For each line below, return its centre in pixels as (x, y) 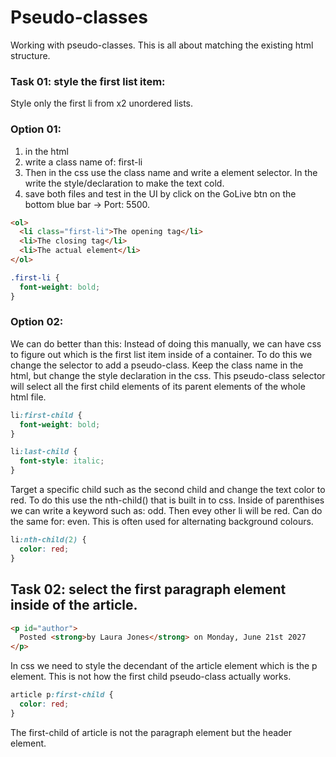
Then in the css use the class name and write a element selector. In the (171, 172)
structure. (30, 55)
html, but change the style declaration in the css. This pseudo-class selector (168, 375)
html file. (28, 397)
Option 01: (36, 129)
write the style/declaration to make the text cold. (124, 183)
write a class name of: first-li (83, 162)
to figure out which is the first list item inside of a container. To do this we (161, 354)
